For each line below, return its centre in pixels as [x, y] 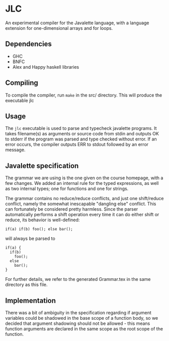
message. [15, 150]
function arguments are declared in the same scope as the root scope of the [84, 329]
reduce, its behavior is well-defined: [43, 220]
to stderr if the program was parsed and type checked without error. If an [81, 139]
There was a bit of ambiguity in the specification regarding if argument [78, 313]
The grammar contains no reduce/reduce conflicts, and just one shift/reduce [84, 199]
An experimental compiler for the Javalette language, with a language [77, 23]
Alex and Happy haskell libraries [46, 67]
